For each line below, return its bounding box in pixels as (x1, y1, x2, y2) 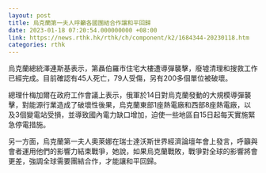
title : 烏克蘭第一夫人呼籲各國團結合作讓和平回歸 (8, 19, 151, 27)
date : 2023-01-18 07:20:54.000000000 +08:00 (8, 26, 158, 34)
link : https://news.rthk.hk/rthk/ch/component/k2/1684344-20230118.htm (8, 33, 249, 42)
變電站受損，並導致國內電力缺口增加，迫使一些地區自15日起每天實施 (26, 110, 249, 119)
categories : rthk (8, 41, 66, 49)
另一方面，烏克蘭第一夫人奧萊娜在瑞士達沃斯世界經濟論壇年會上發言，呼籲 (8, 137, 251, 146)
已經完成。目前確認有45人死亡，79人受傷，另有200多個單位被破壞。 (8, 73, 233, 83)
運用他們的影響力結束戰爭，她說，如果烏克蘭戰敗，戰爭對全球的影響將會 (21, 147, 258, 156)
